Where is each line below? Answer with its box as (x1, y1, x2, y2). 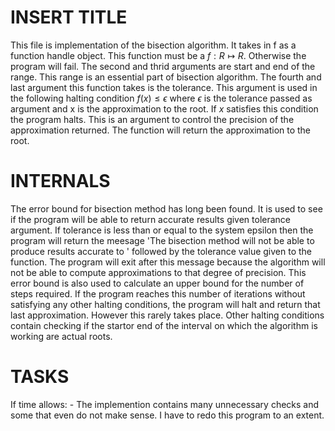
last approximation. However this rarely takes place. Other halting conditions (10, 309, 325, 321)
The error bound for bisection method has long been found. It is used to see (10, 202, 323, 215)
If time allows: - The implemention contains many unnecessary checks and (10, 398, 320, 410)
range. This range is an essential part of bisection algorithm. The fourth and (10, 71, 322, 83)
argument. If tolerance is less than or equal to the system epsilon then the (10, 224, 314, 236)
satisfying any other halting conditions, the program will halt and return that (10, 298, 321, 310)
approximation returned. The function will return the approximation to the (10, 124, 312, 136)
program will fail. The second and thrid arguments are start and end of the (10, 60, 316, 72)
